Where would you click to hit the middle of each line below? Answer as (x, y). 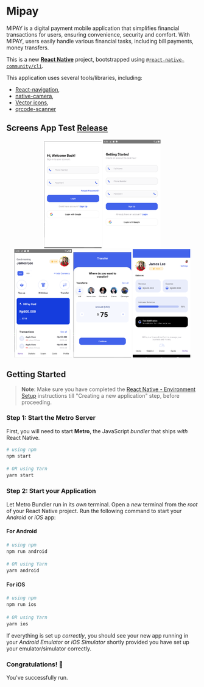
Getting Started (36, 374)
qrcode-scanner (36, 109)
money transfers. (28, 48)
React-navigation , (37, 89)
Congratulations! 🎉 (35, 664)
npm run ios (21, 605)
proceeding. (36, 402)
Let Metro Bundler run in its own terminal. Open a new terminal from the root (102, 504)
